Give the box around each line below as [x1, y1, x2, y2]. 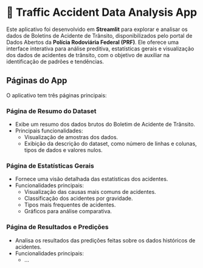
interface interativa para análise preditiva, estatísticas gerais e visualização [6, 45, 194, 52]
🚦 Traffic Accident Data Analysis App [6, 5, 198, 19]
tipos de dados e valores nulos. [24, 146, 103, 154]
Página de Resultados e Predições [6, 223, 109, 232]
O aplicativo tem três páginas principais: [6, 91, 108, 99]
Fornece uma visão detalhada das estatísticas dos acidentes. [15, 176, 168, 183]
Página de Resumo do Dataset [6, 106, 97, 115]
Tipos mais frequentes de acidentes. [24, 201, 116, 208]
